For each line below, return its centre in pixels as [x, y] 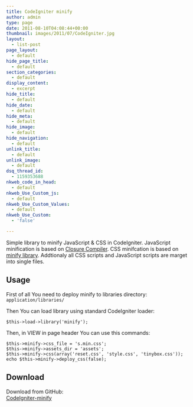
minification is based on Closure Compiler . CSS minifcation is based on [92, 248]
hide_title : [21, 94]
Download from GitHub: [35, 392]
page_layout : [22, 50]
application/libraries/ [35, 300]
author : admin [24, 17]
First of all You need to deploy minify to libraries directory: [77, 294]
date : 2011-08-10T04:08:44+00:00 [47, 28]
